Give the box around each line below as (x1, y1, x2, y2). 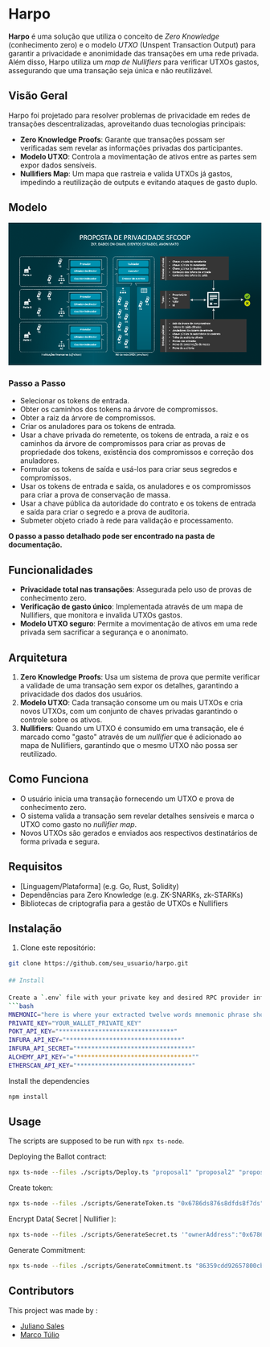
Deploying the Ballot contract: (8, 1152, 107, 1162)
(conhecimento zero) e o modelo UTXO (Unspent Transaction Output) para (8, 39, 256, 49)
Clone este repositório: (19, 943, 96, 952)
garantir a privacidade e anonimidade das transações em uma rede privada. (8, 48, 260, 58)
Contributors (8, 1284, 75, 1298)
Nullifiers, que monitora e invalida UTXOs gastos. (19, 610, 183, 620)
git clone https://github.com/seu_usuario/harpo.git (8, 960, 189, 968)
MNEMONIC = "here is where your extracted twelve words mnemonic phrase (8, 1010, 250, 1019)
